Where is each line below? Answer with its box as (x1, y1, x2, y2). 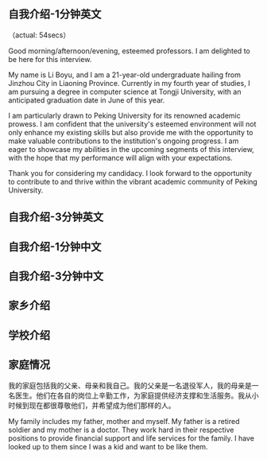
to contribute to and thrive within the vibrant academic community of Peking (8, 177, 258, 186)
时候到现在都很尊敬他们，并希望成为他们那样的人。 (8, 400, 176, 410)
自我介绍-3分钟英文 (8, 210, 104, 224)
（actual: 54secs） (8, 30, 71, 40)
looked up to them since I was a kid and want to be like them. (8, 441, 208, 451)
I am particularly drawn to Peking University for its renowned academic (8, 111, 241, 120)
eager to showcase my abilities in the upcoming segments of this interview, (8, 144, 254, 154)
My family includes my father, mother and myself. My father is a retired (8, 416, 240, 426)
